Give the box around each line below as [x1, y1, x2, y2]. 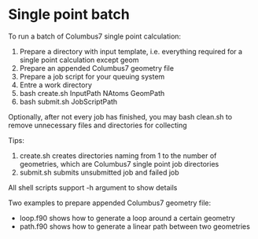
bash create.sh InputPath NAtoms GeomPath [19, 88, 165, 97]
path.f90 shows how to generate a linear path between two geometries [19, 222, 250, 231]
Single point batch [8, 6, 130, 24]
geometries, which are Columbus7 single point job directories [19, 159, 219, 168]
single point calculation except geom [19, 55, 139, 64]
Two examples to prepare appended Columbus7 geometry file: [8, 198, 211, 208]
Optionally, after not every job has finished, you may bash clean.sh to [8, 112, 233, 121]
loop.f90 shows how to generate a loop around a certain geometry [19, 213, 236, 222]
